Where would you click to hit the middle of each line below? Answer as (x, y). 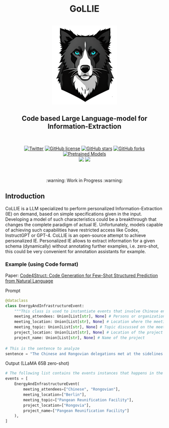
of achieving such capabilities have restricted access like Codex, (72, 230)
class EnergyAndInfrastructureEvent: (45, 306)
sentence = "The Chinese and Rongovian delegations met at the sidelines (84, 354)
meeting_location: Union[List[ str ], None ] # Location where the (83, 322)
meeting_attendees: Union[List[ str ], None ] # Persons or (75, 316)
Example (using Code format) (42, 264)
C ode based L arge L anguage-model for (84, 118)
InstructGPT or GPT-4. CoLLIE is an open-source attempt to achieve (76, 235)
